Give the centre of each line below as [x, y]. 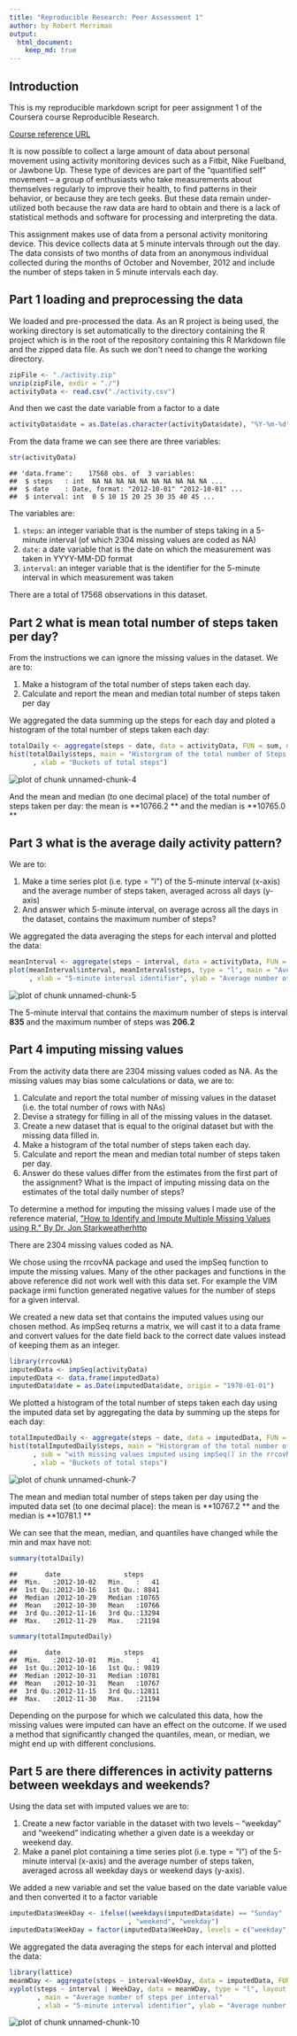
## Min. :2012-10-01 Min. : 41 [85, 1660]
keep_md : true [51, 50]
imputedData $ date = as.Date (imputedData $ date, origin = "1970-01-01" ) [142, 1386]
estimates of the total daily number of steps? [103, 1191]
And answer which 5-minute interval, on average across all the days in [150, 910]
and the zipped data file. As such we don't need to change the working [138, 349]
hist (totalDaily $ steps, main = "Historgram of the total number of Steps [148, 754]
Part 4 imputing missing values [96, 1050]
